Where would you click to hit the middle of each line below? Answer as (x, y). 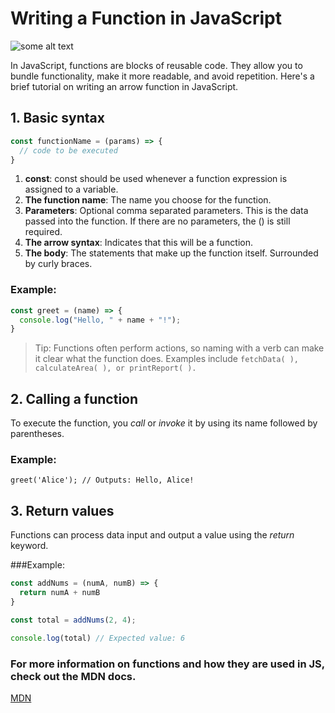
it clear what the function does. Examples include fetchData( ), (167, 359)
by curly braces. (58, 264)
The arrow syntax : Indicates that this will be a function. (139, 243)
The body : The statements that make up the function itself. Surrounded (171, 253)
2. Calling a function (74, 398)
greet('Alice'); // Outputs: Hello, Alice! (102, 480)
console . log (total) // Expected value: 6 (98, 638)
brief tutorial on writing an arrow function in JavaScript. (124, 86)
